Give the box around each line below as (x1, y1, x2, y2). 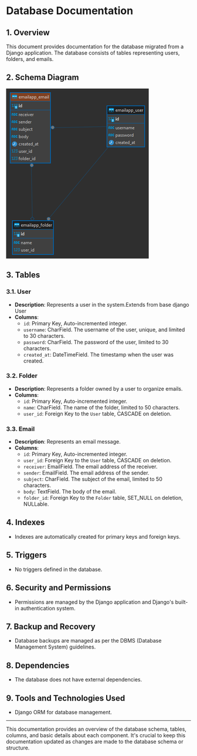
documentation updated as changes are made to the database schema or (6, 738, 184, 745)
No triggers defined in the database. (14, 566, 103, 573)
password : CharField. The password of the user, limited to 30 (23, 338, 169, 345)
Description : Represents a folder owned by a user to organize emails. (14, 385, 183, 392)
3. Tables (6, 270, 40, 280)
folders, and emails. (6, 56, 54, 62)
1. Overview (6, 28, 50, 38)
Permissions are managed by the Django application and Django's (14, 598, 174, 606)
